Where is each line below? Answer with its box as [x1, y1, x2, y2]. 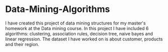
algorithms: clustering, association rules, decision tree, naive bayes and [5, 30, 153, 36]
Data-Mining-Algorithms [5, 3, 110, 15]
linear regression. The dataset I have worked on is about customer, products [5, 36, 163, 42]
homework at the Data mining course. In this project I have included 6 [5, 25, 149, 31]
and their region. [5, 41, 40, 47]
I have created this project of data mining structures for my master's [5, 20, 146, 26]
